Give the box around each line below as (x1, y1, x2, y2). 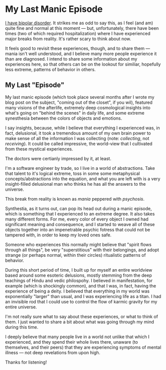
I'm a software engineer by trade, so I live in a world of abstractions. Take (5, 165, 155, 171)
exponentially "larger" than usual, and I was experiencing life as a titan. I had (5, 293, 162, 299)
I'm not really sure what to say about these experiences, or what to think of (5, 313, 159, 319)
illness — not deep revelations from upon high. (5, 349, 101, 356)
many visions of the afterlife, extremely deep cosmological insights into (5, 104, 151, 110)
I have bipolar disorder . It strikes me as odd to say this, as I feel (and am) (5, 20, 154, 26)
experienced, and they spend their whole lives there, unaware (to (5, 339, 138, 345)
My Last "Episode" (5, 81, 64, 89)
